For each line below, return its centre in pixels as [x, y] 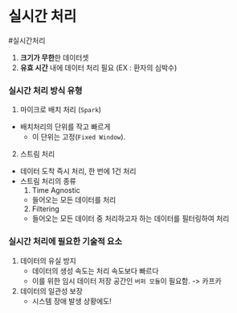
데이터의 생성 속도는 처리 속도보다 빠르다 [95, 270]
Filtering [46, 209]
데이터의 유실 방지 [48, 261]
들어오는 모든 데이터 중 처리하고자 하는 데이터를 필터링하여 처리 [131, 219]
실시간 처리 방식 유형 [45, 90]
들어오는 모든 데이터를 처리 [74, 200]
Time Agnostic [56, 190]
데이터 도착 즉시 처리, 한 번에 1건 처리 [78, 171]
